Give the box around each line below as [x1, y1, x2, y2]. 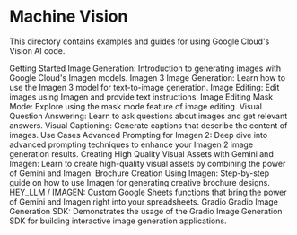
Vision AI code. [9, 45, 66, 56]
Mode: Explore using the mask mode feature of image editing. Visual [9, 100, 263, 111]
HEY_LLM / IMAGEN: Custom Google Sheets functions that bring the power [9, 187, 287, 197]
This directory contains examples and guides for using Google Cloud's [9, 36, 270, 47]
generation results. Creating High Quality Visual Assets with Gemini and [9, 148, 274, 159]
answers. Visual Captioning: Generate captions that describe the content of [9, 119, 288, 131]
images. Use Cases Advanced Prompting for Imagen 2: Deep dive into [9, 129, 268, 140]
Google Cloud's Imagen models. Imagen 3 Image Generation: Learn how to [9, 72, 285, 83]
